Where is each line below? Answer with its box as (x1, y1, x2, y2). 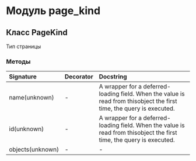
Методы (6, 57, 31, 66)
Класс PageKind (6, 28, 68, 37)
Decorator (64, 73, 93, 81)
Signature (9, 73, 37, 81)
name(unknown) (9, 94, 54, 102)
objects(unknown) (9, 145, 60, 153)
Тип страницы (6, 43, 41, 50)
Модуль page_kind (6, 4, 101, 18)
